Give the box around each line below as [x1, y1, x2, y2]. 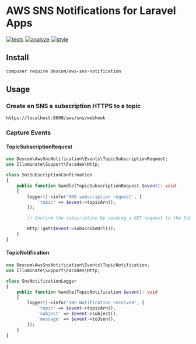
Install [6, 53, 29, 62]
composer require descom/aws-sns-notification [6, 68, 121, 74]
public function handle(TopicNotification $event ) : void [16, 289, 158, 295]
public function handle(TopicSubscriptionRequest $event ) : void [16, 183, 176, 189]
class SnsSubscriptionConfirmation [6, 172, 93, 178]
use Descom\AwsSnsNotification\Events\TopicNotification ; [6, 262, 150, 268]
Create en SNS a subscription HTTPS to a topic [6, 102, 141, 110]
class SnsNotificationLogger [6, 278, 77, 284]
